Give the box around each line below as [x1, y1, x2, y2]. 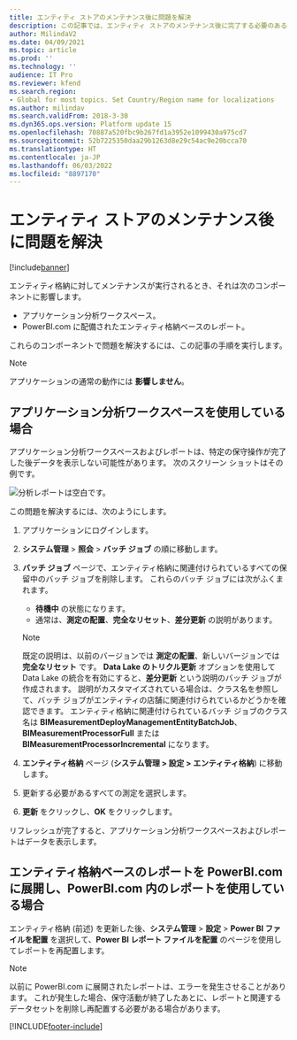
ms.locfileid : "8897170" [9, 169, 101, 178]
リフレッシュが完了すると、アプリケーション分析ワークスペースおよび [9, 825, 263, 836]
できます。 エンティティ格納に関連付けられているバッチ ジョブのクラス [29, 705, 288, 716]
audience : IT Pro [9, 71, 73, 80]
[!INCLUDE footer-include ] [9, 1021, 103, 1031]
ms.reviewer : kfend [9, 79, 81, 88]
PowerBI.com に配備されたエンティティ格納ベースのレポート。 [21, 321, 250, 332]
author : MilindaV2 [9, 29, 77, 38]
